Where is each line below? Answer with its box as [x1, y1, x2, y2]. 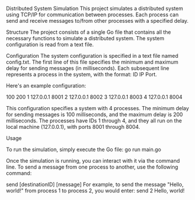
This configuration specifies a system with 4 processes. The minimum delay [6, 105, 189, 111]
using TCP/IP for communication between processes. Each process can [6, 11, 179, 18]
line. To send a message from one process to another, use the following [6, 163, 179, 170]
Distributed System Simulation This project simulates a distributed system [6, 5, 183, 12]
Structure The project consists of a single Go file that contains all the [6, 29, 171, 36]
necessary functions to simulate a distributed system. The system [6, 35, 165, 41]
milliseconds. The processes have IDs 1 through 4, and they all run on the [6, 117, 182, 124]
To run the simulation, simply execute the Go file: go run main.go [6, 146, 162, 153]
